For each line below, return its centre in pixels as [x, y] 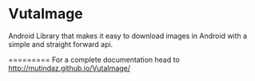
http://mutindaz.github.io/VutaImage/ [69, 67]
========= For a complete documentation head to [94, 60]
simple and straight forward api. [61, 44]
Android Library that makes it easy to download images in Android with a [128, 36]
